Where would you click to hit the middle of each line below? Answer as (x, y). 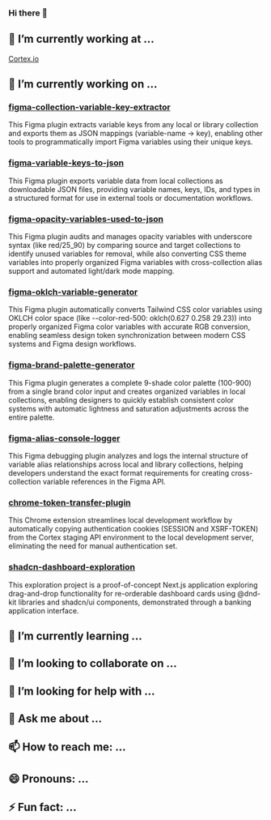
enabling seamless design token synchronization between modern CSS (127, 335)
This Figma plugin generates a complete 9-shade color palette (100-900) (130, 382)
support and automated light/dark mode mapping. (91, 271)
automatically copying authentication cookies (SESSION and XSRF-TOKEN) (133, 529)
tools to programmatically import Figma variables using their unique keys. (131, 142)
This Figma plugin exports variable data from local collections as (116, 181)
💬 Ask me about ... (55, 719)
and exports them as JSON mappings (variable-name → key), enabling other (135, 134)
